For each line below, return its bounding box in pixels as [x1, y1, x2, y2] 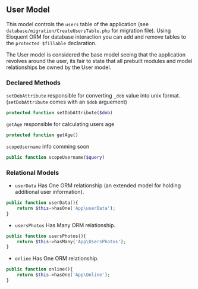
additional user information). [14, 189, 84, 196]
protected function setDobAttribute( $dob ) [6, 110, 113, 116]
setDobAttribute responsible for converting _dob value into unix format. [6, 92, 181, 99]
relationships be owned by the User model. [6, 64, 112, 71]
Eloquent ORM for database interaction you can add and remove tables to [6, 33, 186, 40]
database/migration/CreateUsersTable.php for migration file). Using [6, 27, 171, 34]
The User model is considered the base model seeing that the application [6, 51, 186, 58]
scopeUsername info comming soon [6, 143, 90, 150]
